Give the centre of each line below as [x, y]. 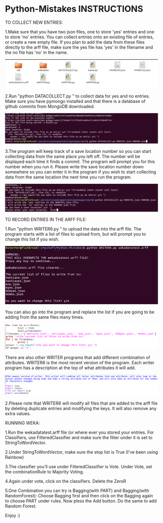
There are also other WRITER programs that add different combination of [78, 358]
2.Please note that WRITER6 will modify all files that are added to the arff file [81, 403]
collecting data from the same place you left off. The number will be [73, 157]
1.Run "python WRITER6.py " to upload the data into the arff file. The [73, 229]
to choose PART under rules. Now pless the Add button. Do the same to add [81, 501]
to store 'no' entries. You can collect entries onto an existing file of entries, [80, 37]
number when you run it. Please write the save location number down [74, 167]
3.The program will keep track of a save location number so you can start [78, 151]
